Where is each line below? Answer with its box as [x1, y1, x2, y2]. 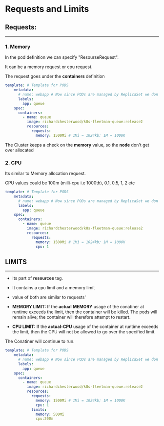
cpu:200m [36, 416, 54, 421]
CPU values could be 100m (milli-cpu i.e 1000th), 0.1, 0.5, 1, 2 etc [5, 180, 135, 186]
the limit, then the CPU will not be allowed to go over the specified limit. [12, 329, 156, 335]
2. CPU [5, 159, 22, 166]
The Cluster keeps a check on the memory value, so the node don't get [5, 142, 150, 148]
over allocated [5, 147, 34, 153]
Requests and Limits [5, 3, 89, 15]
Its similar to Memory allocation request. [5, 171, 86, 176]
